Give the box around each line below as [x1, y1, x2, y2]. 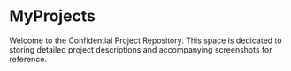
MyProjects [9, 6, 96, 26]
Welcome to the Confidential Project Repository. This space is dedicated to [9, 35, 282, 46]
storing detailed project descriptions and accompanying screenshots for [9, 44, 272, 54]
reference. [9, 53, 47, 64]
